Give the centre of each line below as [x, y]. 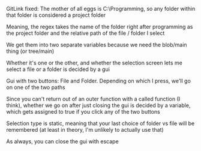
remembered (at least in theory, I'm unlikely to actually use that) [85, 130]
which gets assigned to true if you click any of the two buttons [83, 112]
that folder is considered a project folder [56, 15]
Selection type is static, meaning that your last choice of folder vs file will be [100, 123]
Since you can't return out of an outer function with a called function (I [93, 99]
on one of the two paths [36, 87]
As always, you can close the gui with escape [62, 141]
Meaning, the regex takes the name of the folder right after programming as [100, 27]
